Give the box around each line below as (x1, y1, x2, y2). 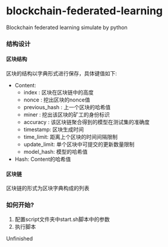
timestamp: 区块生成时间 (23, 126, 84, 133)
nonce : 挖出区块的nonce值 (23, 96, 90, 103)
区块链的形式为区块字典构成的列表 (6, 185, 90, 192)
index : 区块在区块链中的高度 (23, 89, 94, 96)
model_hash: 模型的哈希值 (23, 148, 88, 156)
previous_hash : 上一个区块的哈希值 (23, 104, 111, 111)
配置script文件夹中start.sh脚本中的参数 (14, 216, 110, 223)
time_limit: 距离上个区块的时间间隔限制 (23, 134, 118, 141)
